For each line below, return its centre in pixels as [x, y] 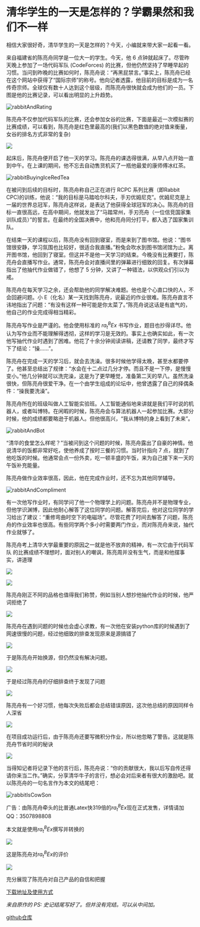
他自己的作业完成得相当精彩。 [43, 312]
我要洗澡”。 [38, 391]
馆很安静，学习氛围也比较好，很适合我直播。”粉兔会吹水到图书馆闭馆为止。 [97, 247]
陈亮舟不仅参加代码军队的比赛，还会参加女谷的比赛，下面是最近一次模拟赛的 [100, 119]
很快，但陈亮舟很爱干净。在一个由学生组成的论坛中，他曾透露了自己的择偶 [97, 383]
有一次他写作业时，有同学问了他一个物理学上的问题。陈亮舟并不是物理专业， [100, 502]
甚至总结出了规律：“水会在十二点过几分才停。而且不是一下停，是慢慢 [107, 369]
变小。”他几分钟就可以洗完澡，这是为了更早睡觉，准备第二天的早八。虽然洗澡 [100, 376]
